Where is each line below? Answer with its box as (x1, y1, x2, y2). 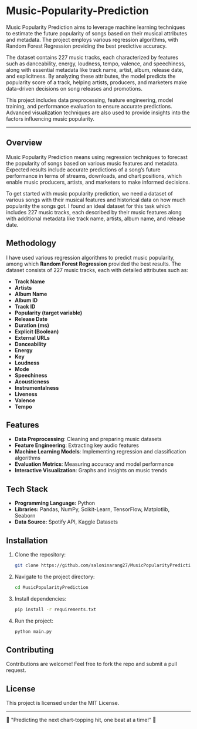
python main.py (14, 628, 52, 634)
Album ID (14, 296, 38, 304)
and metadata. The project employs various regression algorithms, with (6, 36, 179, 43)
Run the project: (14, 617, 54, 624)
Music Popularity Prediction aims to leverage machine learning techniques (6, 24, 186, 31)
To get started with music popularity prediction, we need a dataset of (6, 190, 173, 197)
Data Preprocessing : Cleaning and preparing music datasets (14, 436, 162, 443)
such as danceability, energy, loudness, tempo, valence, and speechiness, (6, 60, 186, 67)
